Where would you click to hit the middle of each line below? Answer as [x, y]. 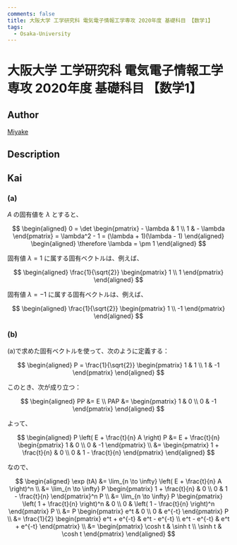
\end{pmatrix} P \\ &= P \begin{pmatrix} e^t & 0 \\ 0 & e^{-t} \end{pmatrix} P [119, 511]
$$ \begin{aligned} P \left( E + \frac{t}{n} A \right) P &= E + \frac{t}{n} [119, 437]
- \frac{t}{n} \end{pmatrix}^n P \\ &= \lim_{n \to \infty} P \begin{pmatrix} [119, 496]
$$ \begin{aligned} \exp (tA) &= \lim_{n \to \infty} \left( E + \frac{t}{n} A [119, 481]
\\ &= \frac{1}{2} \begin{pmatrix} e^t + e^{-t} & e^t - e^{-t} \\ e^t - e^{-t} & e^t [119, 518]
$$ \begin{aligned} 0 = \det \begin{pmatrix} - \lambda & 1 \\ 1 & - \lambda [119, 229]
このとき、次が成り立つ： [44, 387]
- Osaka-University [42, 34]
